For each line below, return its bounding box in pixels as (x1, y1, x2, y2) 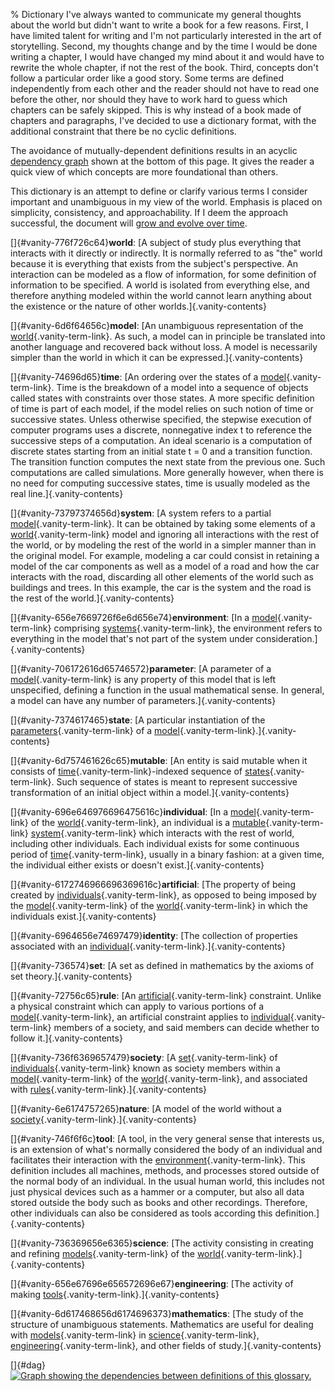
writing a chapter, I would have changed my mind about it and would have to (10, 51, 325, 63)
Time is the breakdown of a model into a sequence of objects (56, 382, 309, 393)
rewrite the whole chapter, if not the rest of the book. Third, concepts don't (10, 62, 319, 73)
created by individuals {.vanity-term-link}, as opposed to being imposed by (10, 889, 317, 901)
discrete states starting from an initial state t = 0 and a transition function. (10, 445, 313, 457)
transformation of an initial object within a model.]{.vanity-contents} (10, 787, 290, 798)
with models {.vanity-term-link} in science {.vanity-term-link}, (10, 1329, 260, 1341)
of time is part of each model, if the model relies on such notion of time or (10, 403, 314, 414)
